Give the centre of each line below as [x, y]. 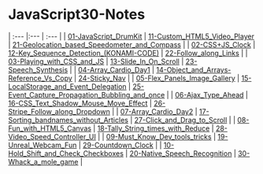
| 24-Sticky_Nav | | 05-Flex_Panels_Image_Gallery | [157, 78]
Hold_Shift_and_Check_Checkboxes [66, 153]
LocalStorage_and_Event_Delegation [68, 86]
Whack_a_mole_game [43, 161]
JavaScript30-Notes [77, 15]
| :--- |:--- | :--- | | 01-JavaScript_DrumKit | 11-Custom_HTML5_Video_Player [131, 36]
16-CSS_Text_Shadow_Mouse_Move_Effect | [80, 103]
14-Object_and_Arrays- [194, 69]
